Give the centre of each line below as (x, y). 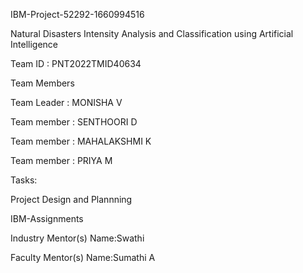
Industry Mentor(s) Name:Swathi (77, 238)
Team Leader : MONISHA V (66, 102)
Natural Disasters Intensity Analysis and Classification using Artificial (152, 33)
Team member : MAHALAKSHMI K (81, 141)
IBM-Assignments (47, 218)
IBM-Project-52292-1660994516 (77, 14)
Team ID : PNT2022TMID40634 (76, 63)
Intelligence (34, 44)
